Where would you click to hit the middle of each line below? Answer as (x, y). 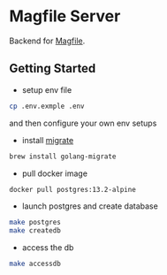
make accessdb (35, 264)
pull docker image (55, 173)
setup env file (47, 89)
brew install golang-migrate (63, 157)
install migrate (48, 140)
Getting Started (53, 69)
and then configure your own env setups (83, 123)
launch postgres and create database (90, 206)
